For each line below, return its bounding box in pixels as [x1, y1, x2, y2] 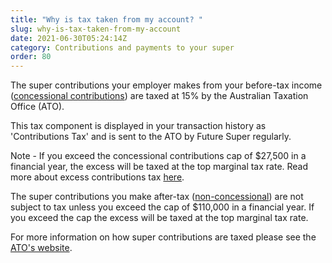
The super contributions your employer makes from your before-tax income [10, 79, 323, 91]
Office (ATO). [10, 101, 65, 113]
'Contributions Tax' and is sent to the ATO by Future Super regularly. [10, 131, 292, 143]
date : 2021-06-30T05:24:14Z [10, 33, 128, 43]
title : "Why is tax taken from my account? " [10, 14, 203, 25]
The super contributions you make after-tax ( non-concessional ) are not [10, 191, 304, 203]
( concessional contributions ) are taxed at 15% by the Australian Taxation [10, 90, 309, 102]
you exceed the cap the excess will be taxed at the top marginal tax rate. [10, 212, 309, 224]
